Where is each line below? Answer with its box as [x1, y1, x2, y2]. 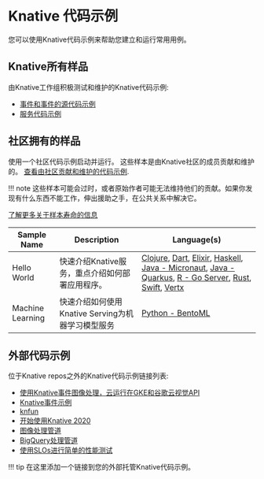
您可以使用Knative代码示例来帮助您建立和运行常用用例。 [8, 35, 191, 44]
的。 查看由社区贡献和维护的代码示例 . [8, 166, 130, 176]
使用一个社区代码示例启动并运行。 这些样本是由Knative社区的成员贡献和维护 [8, 157, 255, 166]
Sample [17, 229, 47, 240]
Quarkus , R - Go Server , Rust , [141, 272, 252, 283]
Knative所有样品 [8, 60, 89, 73]
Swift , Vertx [141, 281, 185, 292]
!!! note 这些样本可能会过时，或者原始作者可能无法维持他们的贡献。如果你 [8, 183, 246, 193]
